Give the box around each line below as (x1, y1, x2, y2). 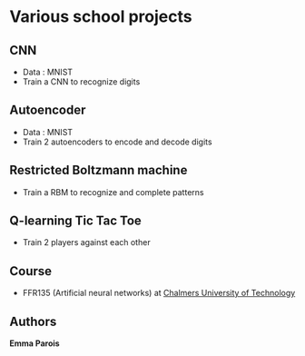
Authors (9, 313, 57, 329)
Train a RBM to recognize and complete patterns (22, 186, 204, 197)
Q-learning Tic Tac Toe (9, 213, 143, 229)
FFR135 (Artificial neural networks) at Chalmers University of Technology (22, 288, 296, 299)
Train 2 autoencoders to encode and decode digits (22, 136, 212, 147)
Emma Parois (9, 338, 61, 349)
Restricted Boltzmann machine (9, 163, 188, 178)
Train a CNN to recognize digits (22, 76, 141, 87)
